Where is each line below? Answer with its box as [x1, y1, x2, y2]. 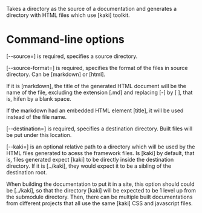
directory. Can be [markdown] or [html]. [6, 71, 106, 78]
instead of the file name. [6, 113, 67, 120]
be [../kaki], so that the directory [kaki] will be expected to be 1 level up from [6, 186, 197, 194]
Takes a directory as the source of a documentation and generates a [6, 5, 177, 12]
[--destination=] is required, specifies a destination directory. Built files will [6, 125, 192, 132]
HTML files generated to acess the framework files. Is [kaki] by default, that [6, 149, 195, 156]
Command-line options [6, 33, 125, 46]
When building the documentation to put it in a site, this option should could [6, 180, 195, 188]
